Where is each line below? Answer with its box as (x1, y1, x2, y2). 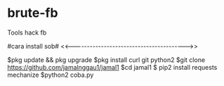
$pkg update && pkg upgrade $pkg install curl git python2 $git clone (7, 55, 206, 64)
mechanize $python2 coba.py (7, 70, 94, 79)
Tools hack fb (7, 28, 47, 37)
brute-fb (7, 5, 58, 21)
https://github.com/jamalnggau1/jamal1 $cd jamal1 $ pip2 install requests (7, 63, 218, 71)
